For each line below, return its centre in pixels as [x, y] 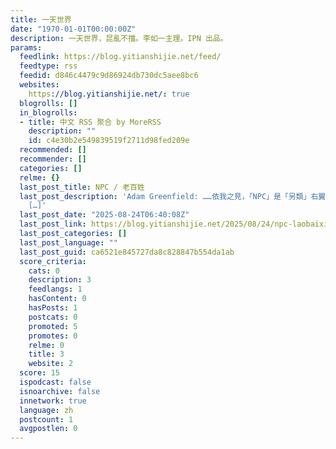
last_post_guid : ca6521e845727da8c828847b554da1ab [127, 252]
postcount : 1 [46, 419]
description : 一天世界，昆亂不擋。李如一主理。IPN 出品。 [119, 38]
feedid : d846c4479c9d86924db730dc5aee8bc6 [109, 76]
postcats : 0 [53, 317]
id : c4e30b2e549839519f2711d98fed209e [109, 141]
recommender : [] [53, 159]
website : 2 [51, 364]
